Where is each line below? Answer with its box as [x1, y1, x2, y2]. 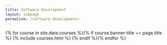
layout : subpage [5, 12, 39, 17]
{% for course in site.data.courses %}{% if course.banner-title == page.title [5, 30, 162, 36]
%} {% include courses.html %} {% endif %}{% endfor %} [5, 35, 126, 41]
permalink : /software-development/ [5, 16, 80, 21]
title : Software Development [5, 7, 66, 12]
